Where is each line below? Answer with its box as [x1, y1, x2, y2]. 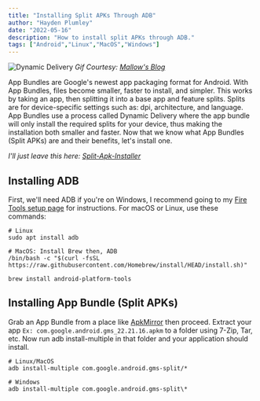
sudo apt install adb [8, 234, 79, 241]
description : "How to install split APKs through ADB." [8, 33, 195, 42]
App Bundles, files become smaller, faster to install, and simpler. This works [8, 86, 253, 95]
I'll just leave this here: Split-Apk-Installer [8, 151, 141, 161]
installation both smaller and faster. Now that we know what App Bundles [8, 127, 245, 138]
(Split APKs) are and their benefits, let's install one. [8, 136, 173, 145]
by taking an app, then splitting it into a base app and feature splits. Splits [8, 94, 246, 104]
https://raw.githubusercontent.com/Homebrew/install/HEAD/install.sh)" [8, 261, 247, 269]
